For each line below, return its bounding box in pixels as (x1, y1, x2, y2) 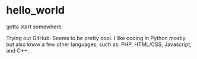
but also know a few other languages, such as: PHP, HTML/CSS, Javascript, (6, 41, 192, 48)
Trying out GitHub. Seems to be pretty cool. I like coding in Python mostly (6, 34, 186, 41)
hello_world (6, 4, 65, 17)
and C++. (6, 47, 30, 54)
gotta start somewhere (6, 23, 62, 30)
